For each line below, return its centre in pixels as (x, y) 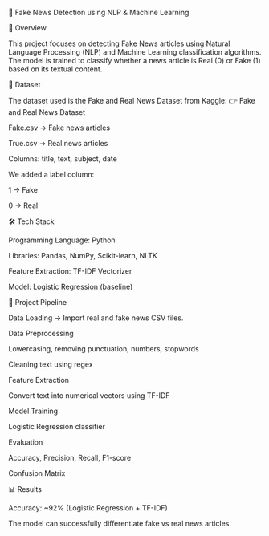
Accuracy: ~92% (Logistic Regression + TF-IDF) (88, 508)
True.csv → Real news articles (58, 143)
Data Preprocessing (41, 333)
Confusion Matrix (37, 473)
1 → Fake (23, 190)
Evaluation (26, 442)
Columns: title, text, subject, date (63, 159)
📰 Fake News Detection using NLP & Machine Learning (99, 12)
